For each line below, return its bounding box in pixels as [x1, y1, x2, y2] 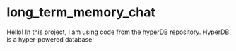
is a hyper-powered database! [6, 35, 95, 43]
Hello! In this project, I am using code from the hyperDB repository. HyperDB [6, 28, 230, 36]
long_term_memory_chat [6, 4, 156, 21]
